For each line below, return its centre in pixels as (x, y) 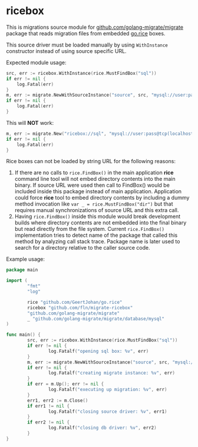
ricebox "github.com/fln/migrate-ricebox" (80, 307)
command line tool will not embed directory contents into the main (95, 179)
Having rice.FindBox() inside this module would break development (98, 217)
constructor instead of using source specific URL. (66, 51)
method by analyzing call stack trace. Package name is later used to (97, 241)
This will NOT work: (30, 122)
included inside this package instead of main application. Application (98, 191)
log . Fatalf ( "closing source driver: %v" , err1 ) (108, 411)
